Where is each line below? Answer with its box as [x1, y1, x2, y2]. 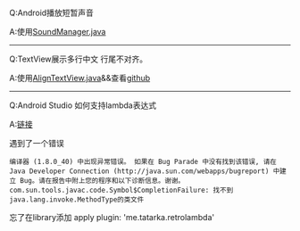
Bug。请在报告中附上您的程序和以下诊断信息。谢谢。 [20, 176, 186, 185]
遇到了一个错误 [9, 137, 64, 148]
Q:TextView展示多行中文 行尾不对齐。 [9, 54, 148, 64]
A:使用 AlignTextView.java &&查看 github [9, 72, 151, 83]
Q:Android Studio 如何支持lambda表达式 [9, 100, 157, 111]
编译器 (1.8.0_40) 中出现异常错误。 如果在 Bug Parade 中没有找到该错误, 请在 [9, 157, 277, 166]
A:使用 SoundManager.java [9, 26, 106, 37]
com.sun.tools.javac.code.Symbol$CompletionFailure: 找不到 [9, 186, 234, 194]
